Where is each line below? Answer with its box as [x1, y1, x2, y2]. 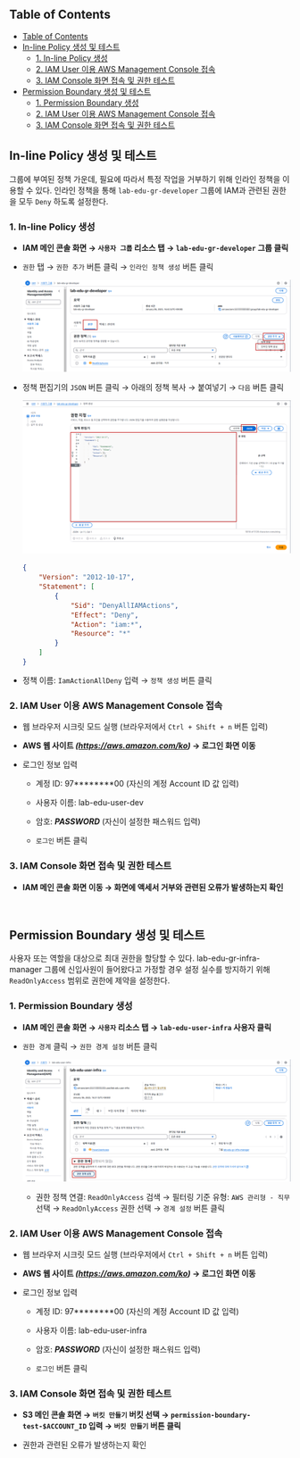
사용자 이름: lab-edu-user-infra [35, 1325, 147, 1336]
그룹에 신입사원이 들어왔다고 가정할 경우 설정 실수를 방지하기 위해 [44, 964, 271, 975]
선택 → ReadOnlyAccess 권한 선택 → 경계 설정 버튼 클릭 [35, 1203, 225, 1213]
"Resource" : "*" [70, 629, 131, 638]
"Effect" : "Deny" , [70, 611, 139, 620]
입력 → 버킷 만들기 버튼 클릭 [87, 1421, 181, 1431]
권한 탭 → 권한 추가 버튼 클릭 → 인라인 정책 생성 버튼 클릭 [21, 261, 214, 271]
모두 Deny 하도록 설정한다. [18, 196, 109, 206]
